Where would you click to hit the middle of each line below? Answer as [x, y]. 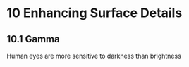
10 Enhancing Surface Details [94, 13]
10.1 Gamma [33, 39]
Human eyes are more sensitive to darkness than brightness [94, 56]
